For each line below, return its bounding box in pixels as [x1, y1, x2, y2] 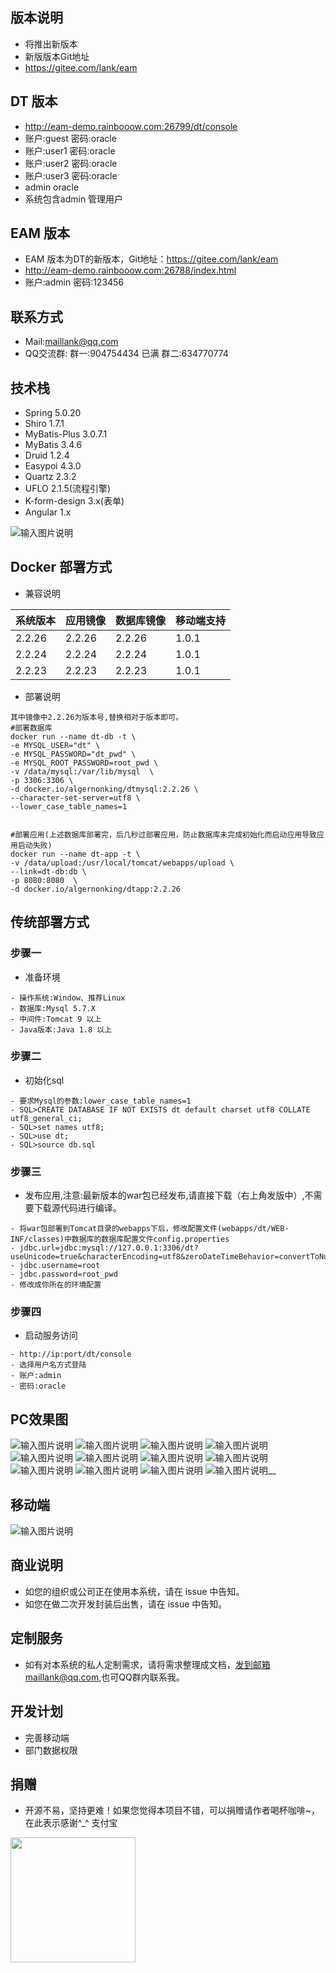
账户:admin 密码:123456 [24, 276, 125, 288]
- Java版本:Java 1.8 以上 [10, 1024, 113, 1035]
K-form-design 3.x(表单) [24, 495, 125, 507]
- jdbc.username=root [10, 1261, 101, 1271]
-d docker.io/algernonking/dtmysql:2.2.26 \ [10, 784, 199, 794]
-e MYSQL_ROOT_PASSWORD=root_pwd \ [10, 758, 159, 768]
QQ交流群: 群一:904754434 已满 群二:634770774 [24, 348, 229, 360]
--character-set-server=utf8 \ [10, 793, 141, 803]
